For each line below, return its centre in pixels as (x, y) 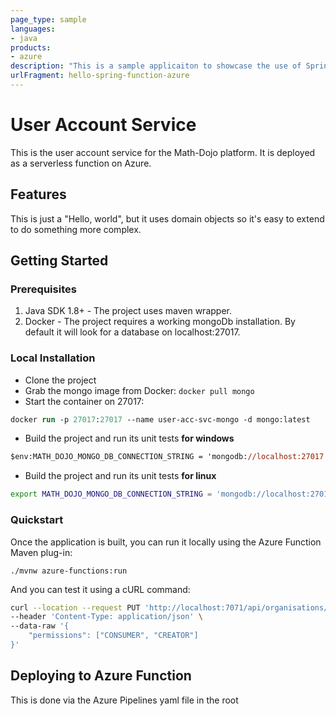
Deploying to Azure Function (101, 676)
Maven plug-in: (41, 552)
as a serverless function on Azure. (81, 163)
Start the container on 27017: (84, 401)
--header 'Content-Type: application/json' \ (106, 617)
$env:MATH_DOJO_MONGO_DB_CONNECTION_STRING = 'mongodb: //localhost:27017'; (171, 457)
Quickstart (37, 520)
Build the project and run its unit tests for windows (129, 438)
